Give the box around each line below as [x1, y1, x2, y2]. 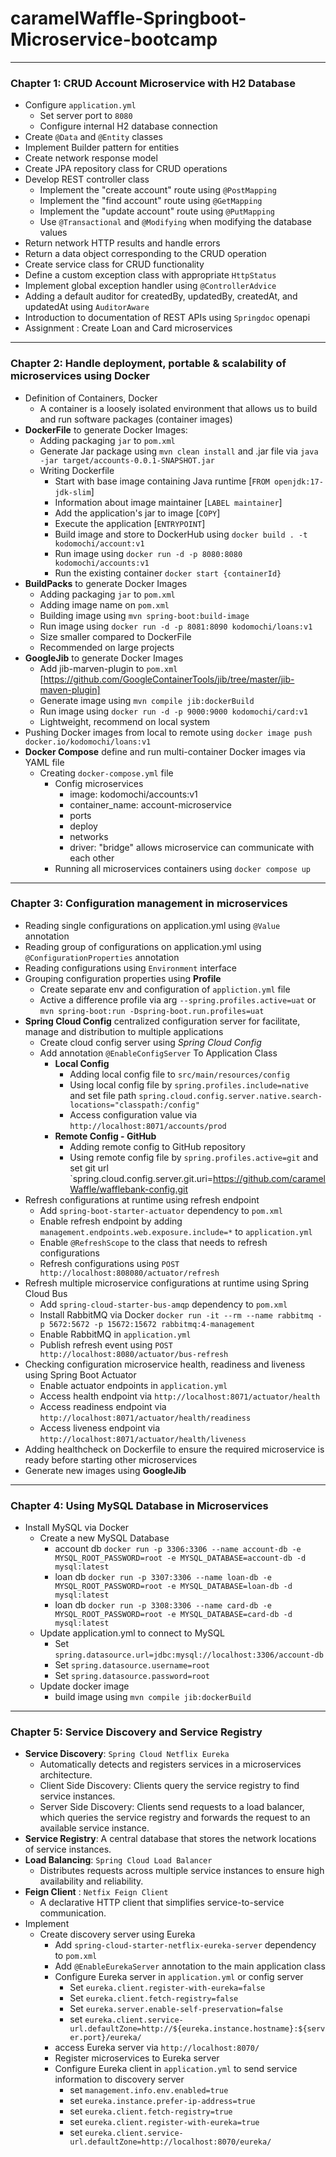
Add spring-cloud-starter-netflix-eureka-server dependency [54, 1939, 317, 1951]
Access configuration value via [69, 1108, 198, 1121]
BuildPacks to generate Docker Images [24, 577, 188, 589]
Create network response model [24, 152, 158, 164]
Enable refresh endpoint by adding [39, 1215, 183, 1227]
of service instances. [24, 1843, 112, 1856]
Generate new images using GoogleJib [24, 1464, 187, 1476]
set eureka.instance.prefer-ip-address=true [69, 2095, 256, 2107]
